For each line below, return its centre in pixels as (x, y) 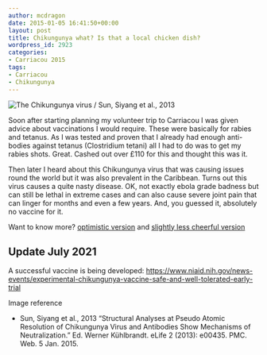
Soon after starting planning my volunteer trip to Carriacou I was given (123, 120)
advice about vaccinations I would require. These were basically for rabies (130, 129)
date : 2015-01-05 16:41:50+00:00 (64, 23)
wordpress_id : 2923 (41, 45)
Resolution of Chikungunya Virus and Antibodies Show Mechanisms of (135, 327)
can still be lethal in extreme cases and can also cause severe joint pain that (133, 195)
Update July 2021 (52, 251)
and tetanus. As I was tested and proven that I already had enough (117, 137)
